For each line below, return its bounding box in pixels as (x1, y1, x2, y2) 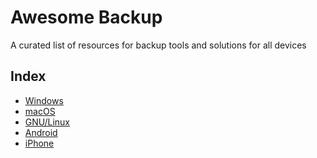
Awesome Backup (10, 6, 163, 29)
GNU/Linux (24, 116, 70, 128)
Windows (24, 94, 64, 106)
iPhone (24, 137, 55, 149)
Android (24, 126, 58, 138)
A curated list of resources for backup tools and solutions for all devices (10, 39, 307, 51)
